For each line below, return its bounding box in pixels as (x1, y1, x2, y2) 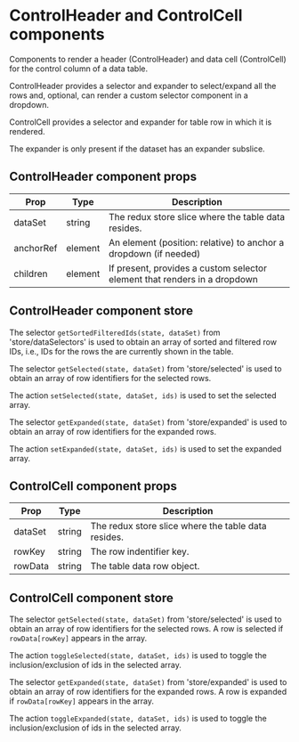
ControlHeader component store (9, 304, 194, 319)
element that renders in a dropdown (108, 273, 258, 285)
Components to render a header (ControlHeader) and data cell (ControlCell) (9, 53, 287, 64)
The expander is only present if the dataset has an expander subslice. (9, 143, 265, 154)
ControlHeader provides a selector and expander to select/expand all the (9, 80, 277, 91)
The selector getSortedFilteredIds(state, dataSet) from (9, 327, 221, 338)
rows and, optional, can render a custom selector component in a (9, 90, 249, 101)
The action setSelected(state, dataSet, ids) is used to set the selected (9, 389, 278, 401)
